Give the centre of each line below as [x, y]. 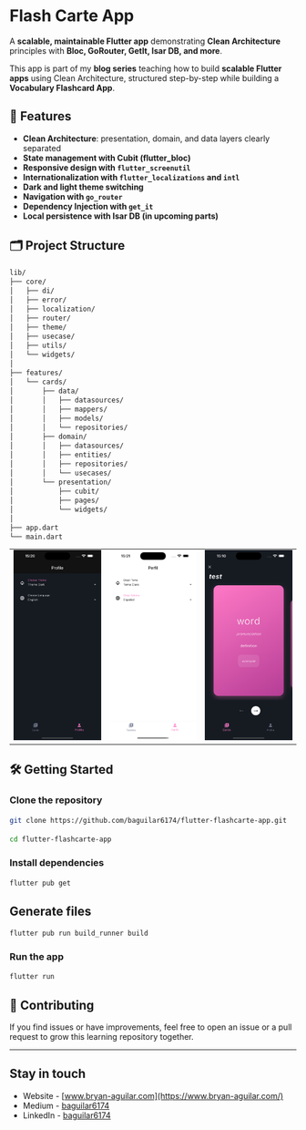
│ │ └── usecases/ [61, 473]
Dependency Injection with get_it [88, 206]
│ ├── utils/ [38, 345]
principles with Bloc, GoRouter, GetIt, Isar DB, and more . [116, 50]
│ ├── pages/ [55, 500]
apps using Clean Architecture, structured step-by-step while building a [144, 77]
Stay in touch [48, 1074]
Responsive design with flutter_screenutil [107, 167]
